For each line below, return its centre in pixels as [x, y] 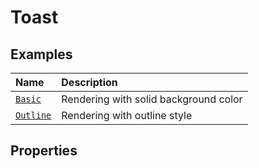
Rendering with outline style [127, 115]
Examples [41, 54]
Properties [44, 151]
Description [89, 82]
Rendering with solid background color [152, 99]
